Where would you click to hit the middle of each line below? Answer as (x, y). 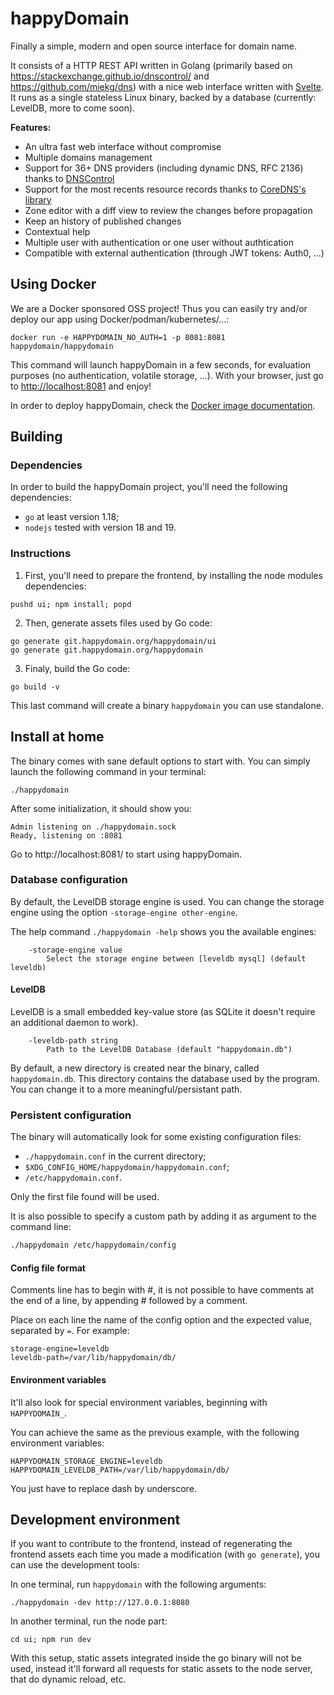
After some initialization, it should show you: (101, 808)
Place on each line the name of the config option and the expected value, (161, 1320)
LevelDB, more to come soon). (73, 108)
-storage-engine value (75, 950)
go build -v (35, 687)
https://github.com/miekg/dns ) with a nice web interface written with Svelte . (167, 86)
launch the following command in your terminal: (108, 771)
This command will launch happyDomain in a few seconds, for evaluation (161, 364)
